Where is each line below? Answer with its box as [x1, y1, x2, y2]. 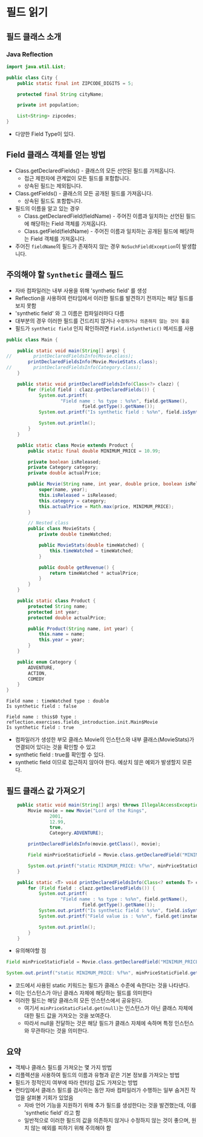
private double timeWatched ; [38, 531, 112, 537]
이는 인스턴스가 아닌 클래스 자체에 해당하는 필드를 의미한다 [14, 989, 153, 997]
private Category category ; [28, 464, 98, 471]
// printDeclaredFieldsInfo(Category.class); [6, 364, 142, 371]
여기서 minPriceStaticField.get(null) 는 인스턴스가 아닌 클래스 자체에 [24, 1004, 193, 1012]
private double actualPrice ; [28, 470, 101, 476]
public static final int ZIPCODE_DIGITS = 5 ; [17, 80, 134, 87]
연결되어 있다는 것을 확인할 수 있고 [14, 744, 96, 751]
